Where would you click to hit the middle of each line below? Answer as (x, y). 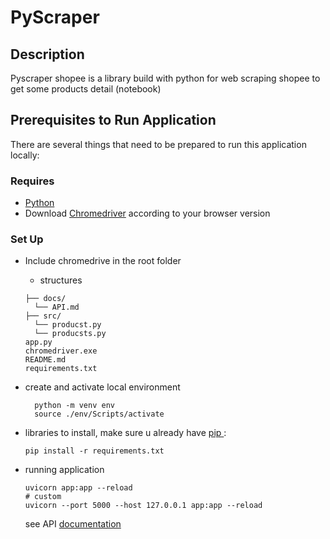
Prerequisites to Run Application (113, 120)
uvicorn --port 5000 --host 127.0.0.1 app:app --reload (143, 506)
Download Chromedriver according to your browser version (147, 213)
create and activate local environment (102, 387)
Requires (32, 181)
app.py (38, 342)
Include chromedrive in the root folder (103, 261)
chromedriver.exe (61, 351)
